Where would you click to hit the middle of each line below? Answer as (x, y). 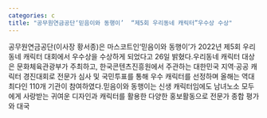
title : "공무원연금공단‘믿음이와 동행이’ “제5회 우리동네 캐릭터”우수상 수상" (120, 23)
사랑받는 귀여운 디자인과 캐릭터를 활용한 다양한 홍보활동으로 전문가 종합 (133, 96)
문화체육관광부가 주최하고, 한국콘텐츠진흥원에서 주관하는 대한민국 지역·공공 (133, 66)
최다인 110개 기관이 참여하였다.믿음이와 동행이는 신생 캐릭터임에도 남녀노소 (124, 86)
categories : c (32, 15)
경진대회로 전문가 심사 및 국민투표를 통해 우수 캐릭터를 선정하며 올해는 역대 (139, 76)
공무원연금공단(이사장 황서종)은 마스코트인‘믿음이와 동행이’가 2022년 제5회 (125, 46)
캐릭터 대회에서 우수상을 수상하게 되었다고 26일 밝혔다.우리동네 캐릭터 (132, 56)
